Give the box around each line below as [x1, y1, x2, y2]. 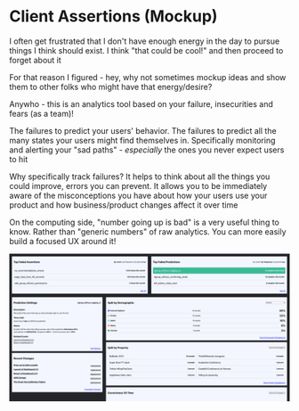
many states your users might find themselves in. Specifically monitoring [9, 135, 276, 145]
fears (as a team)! [9, 108, 74, 119]
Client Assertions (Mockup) [9, 6, 218, 27]
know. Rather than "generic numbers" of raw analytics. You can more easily [9, 226, 287, 237]
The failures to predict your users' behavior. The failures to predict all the [9, 125, 278, 136]
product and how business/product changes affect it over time [9, 199, 238, 210]
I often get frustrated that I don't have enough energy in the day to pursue [9, 36, 280, 46]
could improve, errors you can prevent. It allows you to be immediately [9, 180, 268, 191]
